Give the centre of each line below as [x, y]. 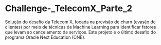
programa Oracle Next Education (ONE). [45, 37]
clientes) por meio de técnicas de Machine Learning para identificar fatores [81, 27]
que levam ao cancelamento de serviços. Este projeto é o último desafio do [80, 32]
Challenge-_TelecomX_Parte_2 [69, 8]
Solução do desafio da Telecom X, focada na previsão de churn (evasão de [80, 22]
